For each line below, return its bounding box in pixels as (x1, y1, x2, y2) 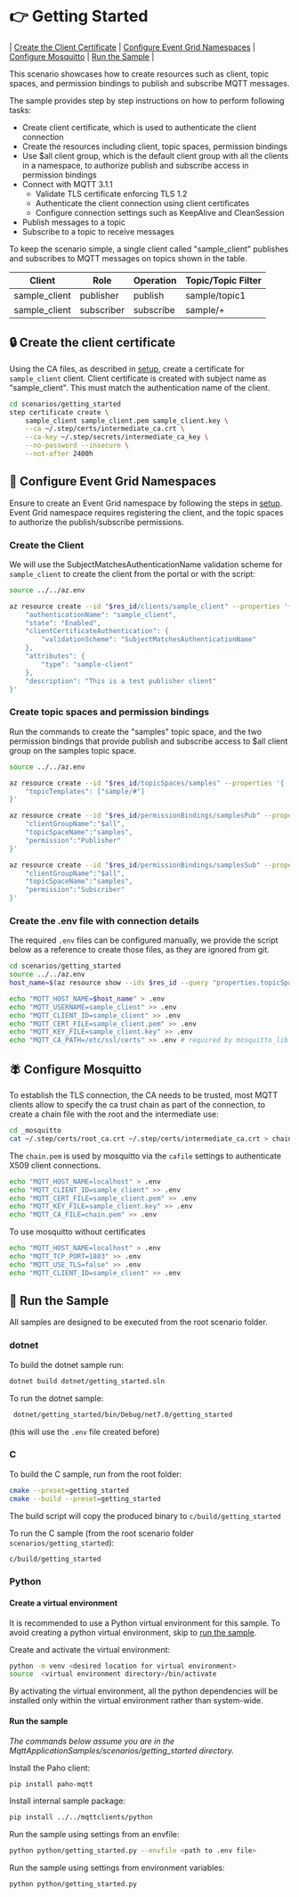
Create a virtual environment (9, 1597, 118, 1608)
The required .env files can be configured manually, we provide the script (9, 935, 279, 945)
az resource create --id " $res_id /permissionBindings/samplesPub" (9, 812, 261, 821)
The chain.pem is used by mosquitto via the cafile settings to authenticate (9, 1151, 282, 1161)
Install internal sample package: (9, 1795, 126, 1806)
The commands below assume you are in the (9, 1736, 175, 1746)
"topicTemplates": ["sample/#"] (25, 787, 145, 796)
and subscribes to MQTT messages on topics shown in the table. (9, 252, 247, 263)
